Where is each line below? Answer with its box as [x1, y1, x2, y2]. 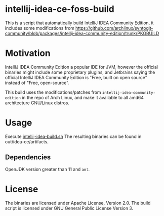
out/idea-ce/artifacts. [5, 138, 49, 144]
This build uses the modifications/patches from [5, 89, 101, 95]
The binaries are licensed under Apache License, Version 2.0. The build [5, 200, 151, 206]
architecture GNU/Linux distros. [5, 100, 70, 106]
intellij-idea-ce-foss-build [5, 3, 115, 15]
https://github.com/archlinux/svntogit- [75, 25, 153, 31]
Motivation [5, 48, 51, 59]
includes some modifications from [5, 25, 75, 31]
